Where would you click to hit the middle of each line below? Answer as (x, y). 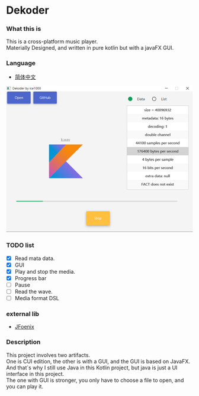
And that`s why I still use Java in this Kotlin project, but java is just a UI (92, 368)
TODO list (20, 245)
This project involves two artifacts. (48, 355)
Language (21, 63)
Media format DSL (37, 298)
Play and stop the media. (45, 271)
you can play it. (25, 386)
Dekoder (28, 10)
